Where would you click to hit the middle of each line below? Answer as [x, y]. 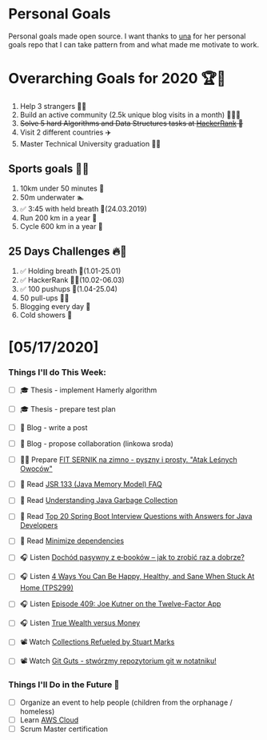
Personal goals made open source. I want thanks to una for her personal [127, 36]
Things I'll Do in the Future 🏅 [64, 685]
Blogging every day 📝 [55, 306]
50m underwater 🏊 [52, 197]
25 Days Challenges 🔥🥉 [68, 252]
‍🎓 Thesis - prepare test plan [68, 408]
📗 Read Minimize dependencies [72, 541]
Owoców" [36, 469]
